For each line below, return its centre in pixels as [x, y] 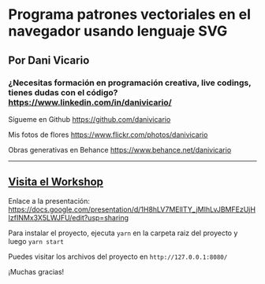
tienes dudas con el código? [63, 92]
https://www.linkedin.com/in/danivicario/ [90, 102]
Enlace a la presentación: [49, 201]
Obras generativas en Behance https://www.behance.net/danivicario [120, 149]
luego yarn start [36, 241]
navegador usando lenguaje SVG [118, 31]
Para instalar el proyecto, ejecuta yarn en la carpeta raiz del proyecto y [123, 233]
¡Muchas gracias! [36, 271]
